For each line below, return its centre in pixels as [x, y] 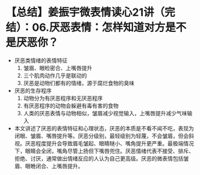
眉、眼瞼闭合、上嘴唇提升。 [49, 166]
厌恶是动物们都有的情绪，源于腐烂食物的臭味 [79, 83]
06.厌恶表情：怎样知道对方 [99, 27]
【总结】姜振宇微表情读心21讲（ [85, 12]
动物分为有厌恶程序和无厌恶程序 [63, 98]
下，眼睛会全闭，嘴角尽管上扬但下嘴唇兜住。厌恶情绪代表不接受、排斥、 [104, 151]
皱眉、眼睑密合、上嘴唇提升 [58, 68]
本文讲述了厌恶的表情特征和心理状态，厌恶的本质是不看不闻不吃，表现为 [104, 128]
